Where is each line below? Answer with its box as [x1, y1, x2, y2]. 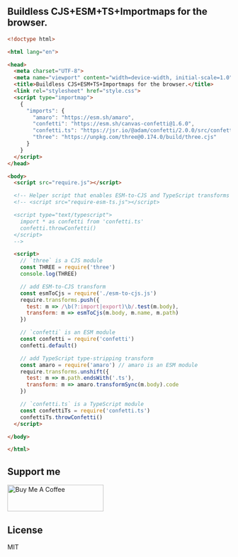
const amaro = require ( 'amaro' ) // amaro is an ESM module [20, 361, 198, 368]
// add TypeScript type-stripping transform [20, 354, 154, 362]
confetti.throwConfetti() [20, 225, 97, 232]
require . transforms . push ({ [20, 296, 100, 303]
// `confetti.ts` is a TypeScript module [20, 400, 144, 408]
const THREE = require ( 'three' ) [20, 264, 115, 271]
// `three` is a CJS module [20, 257, 103, 264]
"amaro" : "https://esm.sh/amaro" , [33, 113, 135, 121]
